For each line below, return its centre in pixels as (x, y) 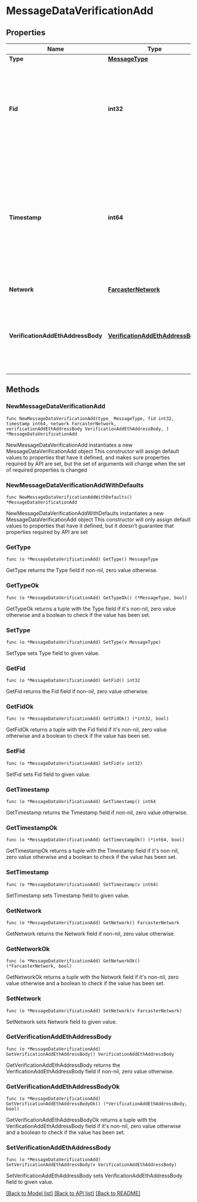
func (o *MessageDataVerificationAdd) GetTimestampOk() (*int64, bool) (95, 840)
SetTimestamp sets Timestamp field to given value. (68, 895)
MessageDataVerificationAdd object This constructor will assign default (93, 451)
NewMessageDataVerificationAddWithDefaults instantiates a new (85, 513)
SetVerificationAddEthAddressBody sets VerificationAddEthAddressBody (94, 1176)
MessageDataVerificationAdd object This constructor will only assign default (98, 519)
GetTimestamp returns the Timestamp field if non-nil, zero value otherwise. (97, 812)
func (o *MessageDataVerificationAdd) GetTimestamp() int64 (81, 802)
